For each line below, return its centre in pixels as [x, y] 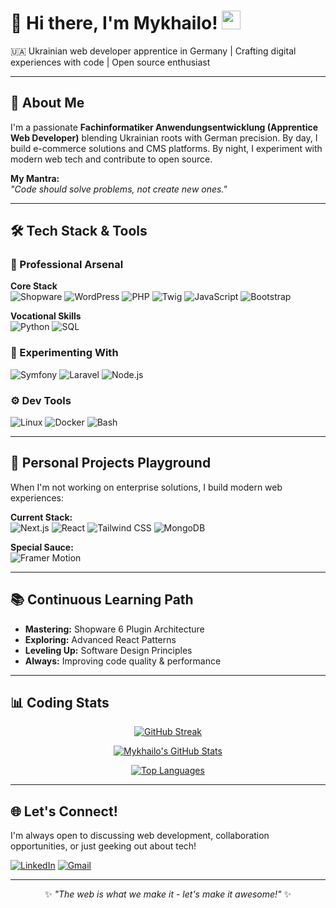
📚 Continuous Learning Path [102, 600]
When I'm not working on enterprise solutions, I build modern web [146, 487]
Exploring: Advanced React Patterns [100, 639]
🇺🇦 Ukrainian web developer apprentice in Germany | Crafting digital [153, 51]
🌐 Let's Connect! [64, 811]
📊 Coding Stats [60, 703]
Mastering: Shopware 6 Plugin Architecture [114, 629]
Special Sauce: [42, 547]
